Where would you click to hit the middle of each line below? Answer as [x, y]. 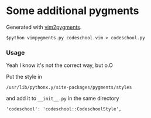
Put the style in [24, 77]
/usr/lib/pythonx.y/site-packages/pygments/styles [69, 87]
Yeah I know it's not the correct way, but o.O [59, 65]
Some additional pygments [73, 11]
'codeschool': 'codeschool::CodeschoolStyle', [64, 109]
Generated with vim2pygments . [44, 27]
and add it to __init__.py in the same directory [63, 99]
